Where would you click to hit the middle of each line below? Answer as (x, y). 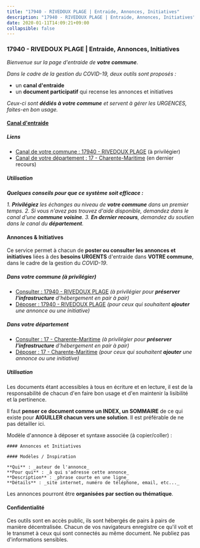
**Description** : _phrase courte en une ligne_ (68, 478)
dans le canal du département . (45, 223)
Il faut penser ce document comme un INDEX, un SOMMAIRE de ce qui (95, 411)
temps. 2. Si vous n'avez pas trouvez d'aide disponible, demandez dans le (98, 211)
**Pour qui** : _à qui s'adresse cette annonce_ (68, 472)
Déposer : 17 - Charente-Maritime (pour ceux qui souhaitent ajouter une (104, 352)
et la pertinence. (27, 400)
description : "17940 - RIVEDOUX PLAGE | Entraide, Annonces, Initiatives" (101, 17)
